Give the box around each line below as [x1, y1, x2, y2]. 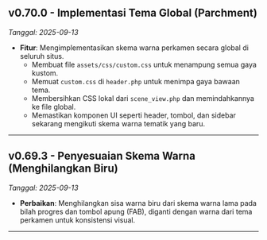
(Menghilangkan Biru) [8, 162, 118, 176]
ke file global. [31, 102, 76, 111]
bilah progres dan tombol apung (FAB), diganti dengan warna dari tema [19, 207, 253, 216]
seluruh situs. [19, 51, 64, 60]
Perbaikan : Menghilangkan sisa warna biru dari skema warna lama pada [19, 198, 257, 207]
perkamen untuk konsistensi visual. [19, 215, 136, 225]
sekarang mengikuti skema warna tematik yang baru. [31, 118, 205, 128]
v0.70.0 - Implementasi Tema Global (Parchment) [8, 6, 258, 20]
